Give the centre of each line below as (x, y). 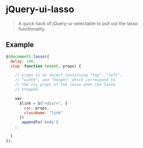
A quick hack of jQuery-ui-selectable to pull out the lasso (78, 23)
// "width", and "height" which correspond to (65, 80)
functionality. (32, 28)
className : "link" (44, 113)
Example (20, 45)
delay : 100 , (23, 61)
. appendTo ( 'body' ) (39, 122)
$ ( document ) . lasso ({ (28, 56)
